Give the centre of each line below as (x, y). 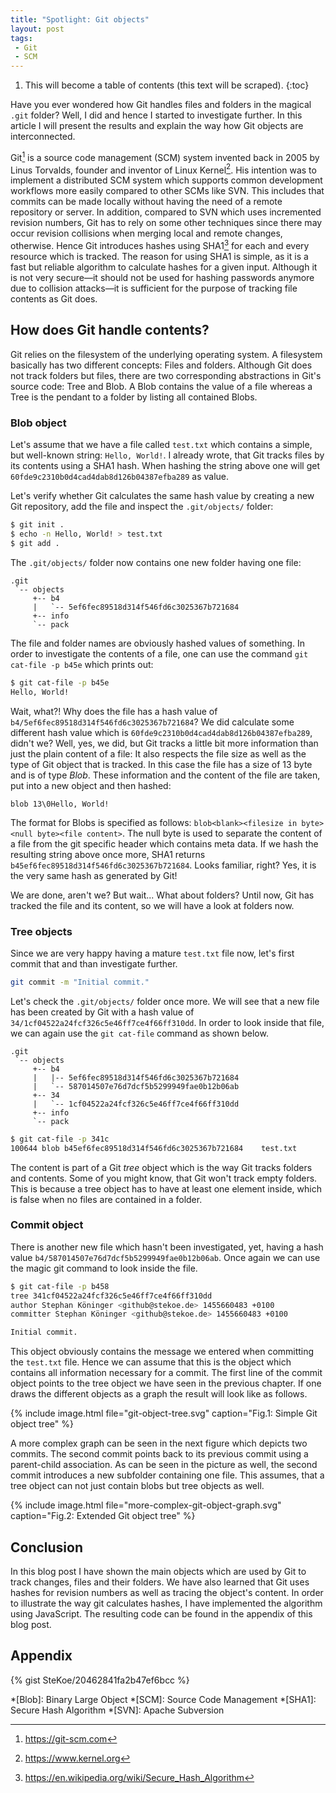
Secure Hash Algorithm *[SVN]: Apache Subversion (117, 1710)
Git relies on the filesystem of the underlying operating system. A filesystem (166, 354)
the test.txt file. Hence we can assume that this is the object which (151, 1362)
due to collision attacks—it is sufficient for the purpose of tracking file (154, 288)
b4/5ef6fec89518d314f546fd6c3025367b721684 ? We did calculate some (152, 722)
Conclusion (47, 1547)
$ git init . (37, 525)
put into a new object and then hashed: (91, 785)
